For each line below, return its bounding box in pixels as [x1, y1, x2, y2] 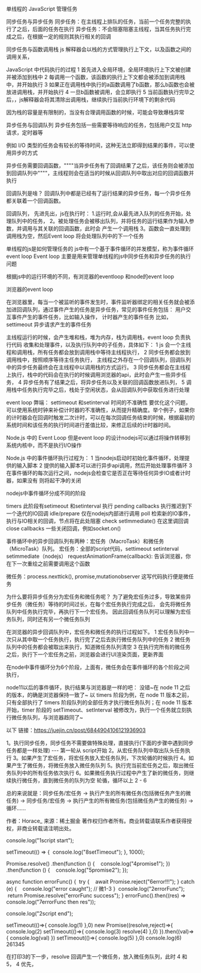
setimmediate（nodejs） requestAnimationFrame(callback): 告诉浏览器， [6, 552, 186, 560]
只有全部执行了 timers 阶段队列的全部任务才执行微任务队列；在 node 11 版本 [6, 699, 193, 706]
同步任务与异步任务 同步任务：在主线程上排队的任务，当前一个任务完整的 [6, 18, 186, 25]
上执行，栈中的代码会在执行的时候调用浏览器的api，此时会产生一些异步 [6, 371, 181, 378]
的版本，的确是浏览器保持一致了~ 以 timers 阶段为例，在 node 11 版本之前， [6, 692, 193, 698]
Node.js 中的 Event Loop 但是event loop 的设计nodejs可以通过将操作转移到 [6, 434, 190, 441]
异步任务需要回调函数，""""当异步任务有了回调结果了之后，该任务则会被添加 [6, 162, 194, 169]
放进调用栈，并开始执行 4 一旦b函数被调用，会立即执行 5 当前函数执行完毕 [6, 89, 190, 95]
